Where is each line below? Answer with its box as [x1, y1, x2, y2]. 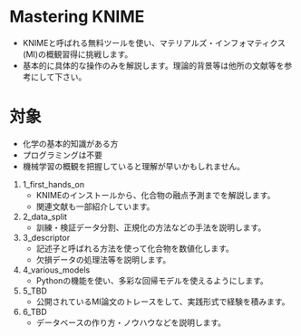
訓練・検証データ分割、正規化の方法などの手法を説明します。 [35, 222, 267, 233]
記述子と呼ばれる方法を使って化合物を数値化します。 [35, 243, 234, 254]
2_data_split [22, 211, 68, 222]
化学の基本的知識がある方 [22, 138, 119, 149]
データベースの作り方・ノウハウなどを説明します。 [35, 317, 227, 328]
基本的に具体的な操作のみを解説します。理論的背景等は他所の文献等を [22, 60, 285, 71]
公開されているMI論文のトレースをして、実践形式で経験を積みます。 [35, 296, 290, 307]
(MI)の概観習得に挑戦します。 [22, 48, 133, 60]
